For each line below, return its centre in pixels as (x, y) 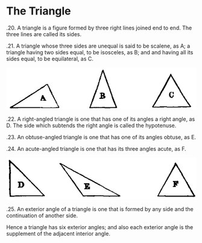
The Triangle (39, 11)
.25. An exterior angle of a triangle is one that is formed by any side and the (100, 209)
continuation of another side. (42, 215)
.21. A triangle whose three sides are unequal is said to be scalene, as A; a (98, 46)
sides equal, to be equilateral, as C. (50, 58)
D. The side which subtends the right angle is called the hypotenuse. (91, 125)
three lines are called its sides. (44, 34)
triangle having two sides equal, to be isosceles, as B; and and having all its (100, 52)
